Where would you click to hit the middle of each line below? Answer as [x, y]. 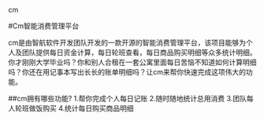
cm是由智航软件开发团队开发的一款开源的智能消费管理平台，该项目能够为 [127, 42]
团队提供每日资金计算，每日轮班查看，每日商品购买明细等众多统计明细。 [139, 52]
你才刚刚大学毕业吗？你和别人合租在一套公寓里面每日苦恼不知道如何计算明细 [132, 62]
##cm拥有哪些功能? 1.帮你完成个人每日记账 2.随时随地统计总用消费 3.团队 [127, 98]
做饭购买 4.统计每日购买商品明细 [81, 108]
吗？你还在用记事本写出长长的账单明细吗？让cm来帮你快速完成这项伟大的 [127, 72]
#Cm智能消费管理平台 [44, 26]
